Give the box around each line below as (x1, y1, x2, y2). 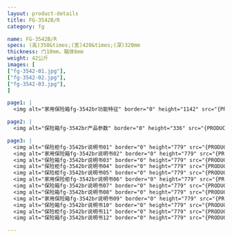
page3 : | (7, 137, 32, 144)
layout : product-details (7, 10, 79, 17)
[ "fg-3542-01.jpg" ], (7, 67, 67, 75)
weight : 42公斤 (7, 55, 49, 62)
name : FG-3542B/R (7, 35, 57, 42)
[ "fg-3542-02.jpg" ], (7, 74, 67, 81)
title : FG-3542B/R (7, 17, 60, 24)
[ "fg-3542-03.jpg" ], (7, 80, 67, 87)
